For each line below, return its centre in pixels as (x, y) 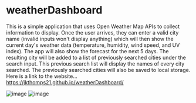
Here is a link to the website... (42, 76)
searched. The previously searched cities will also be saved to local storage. (98, 70)
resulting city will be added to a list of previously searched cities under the (96, 57)
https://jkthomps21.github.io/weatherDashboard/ (65, 82)
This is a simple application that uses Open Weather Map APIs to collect (93, 26)
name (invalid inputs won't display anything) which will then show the (90, 39)
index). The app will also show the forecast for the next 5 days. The (87, 51)
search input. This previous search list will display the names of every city (95, 63)
